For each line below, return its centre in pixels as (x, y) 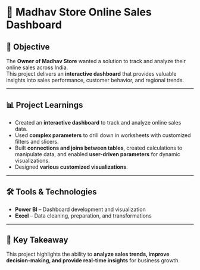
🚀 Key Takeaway (37, 240)
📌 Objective (28, 47)
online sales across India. (37, 67)
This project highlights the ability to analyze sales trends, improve (88, 254)
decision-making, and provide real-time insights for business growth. (93, 260)
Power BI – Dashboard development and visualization (80, 209)
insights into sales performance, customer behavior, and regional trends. (95, 80)
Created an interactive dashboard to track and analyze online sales (98, 122)
